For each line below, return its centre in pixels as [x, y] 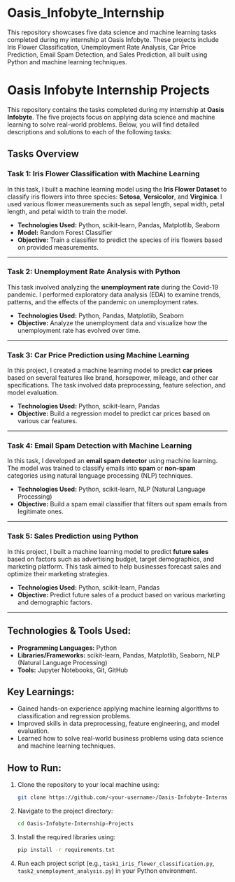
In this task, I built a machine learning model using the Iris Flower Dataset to [117, 189]
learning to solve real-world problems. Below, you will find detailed [103, 125]
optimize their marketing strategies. [58, 574]
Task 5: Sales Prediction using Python [73, 536]
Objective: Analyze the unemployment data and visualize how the [112, 322]
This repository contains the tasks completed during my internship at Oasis [116, 109]
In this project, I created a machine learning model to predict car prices [110, 370]
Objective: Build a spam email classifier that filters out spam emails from [122, 504]
